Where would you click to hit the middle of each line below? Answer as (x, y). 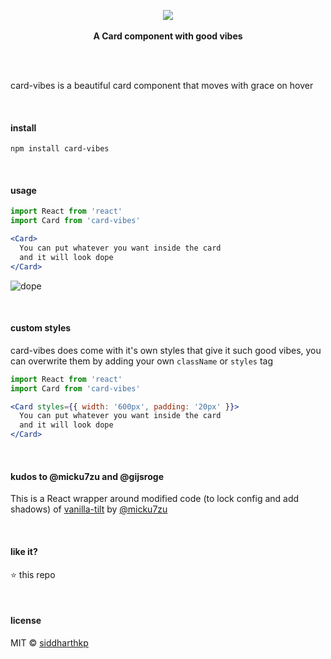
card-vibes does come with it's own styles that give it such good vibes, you (166, 350)
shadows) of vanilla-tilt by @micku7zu (89, 509)
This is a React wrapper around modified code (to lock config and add (155, 499)
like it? (24, 551)
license (26, 621)
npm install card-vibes (60, 149)
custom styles (41, 328)
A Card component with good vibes (168, 36)
